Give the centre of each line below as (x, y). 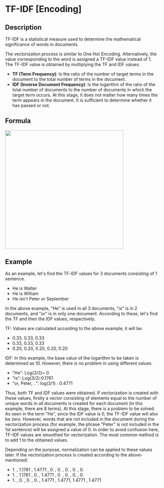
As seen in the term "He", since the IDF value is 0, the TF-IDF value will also (82, 414)
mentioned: (17, 460)
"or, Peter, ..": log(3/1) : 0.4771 (42, 383)
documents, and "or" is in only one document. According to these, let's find (82, 314)
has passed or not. (31, 105)
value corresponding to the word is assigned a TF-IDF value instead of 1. (79, 59)
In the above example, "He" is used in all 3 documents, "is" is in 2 (71, 308)
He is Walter (25, 288)
